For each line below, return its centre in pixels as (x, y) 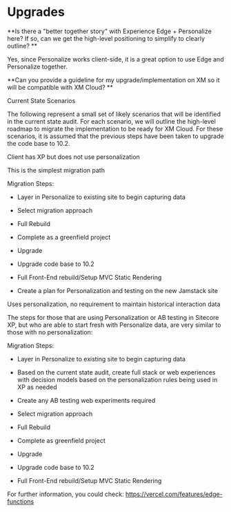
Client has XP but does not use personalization (73, 157)
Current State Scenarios (41, 100)
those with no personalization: (50, 332)
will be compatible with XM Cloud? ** (60, 87)
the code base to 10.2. (39, 143)
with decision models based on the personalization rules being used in (117, 379)
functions (21, 501)
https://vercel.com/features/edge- (174, 494)
